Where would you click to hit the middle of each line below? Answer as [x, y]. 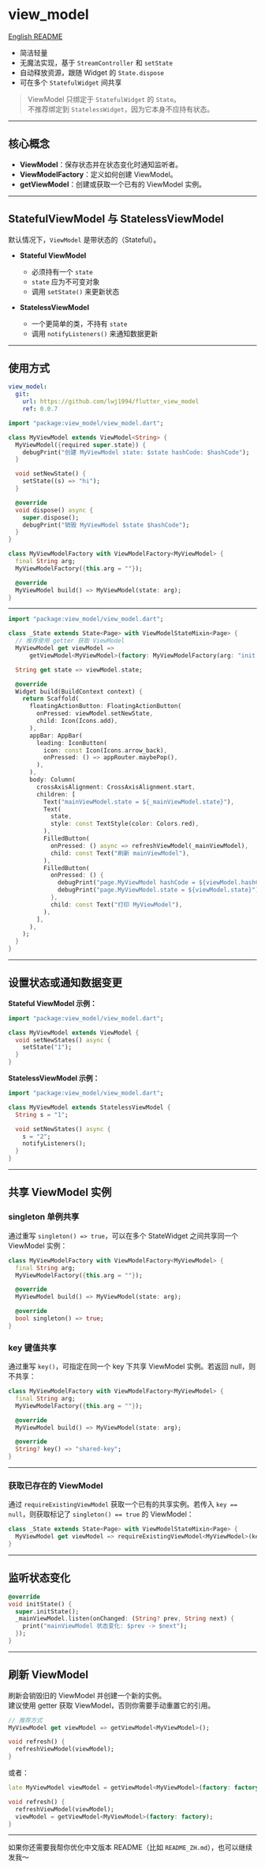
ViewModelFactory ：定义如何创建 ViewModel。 [98, 174]
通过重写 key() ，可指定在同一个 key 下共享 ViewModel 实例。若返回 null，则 [132, 1367]
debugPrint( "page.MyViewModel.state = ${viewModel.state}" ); [160, 890]
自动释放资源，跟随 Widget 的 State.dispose [91, 72]
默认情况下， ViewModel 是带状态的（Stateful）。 [84, 240]
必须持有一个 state [62, 271]
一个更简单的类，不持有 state [79, 323]
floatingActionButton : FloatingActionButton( [105, 706]
